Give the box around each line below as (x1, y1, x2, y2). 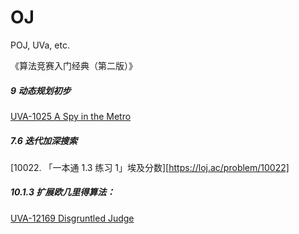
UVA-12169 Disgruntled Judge (10, 212, 135, 224)
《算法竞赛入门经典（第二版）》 (10, 59, 138, 71)
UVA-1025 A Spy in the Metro (10, 110, 132, 122)
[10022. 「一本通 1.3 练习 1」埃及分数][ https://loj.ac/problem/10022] (10, 161, 290, 173)
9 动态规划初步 (10, 84, 72, 96)
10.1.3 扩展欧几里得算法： (10, 186, 116, 198)
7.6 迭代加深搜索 (10, 134, 78, 146)
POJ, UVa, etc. (10, 39, 70, 51)
